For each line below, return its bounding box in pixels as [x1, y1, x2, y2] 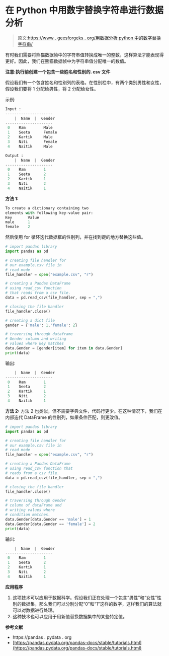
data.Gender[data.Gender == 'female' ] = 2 [5, 522, 96, 527]
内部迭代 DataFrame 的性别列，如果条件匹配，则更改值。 [5, 414, 123, 420]
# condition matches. [5, 512, 51, 518]
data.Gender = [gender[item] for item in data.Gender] [5, 346, 123, 351]
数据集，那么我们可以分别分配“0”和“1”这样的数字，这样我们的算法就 [21, 601, 162, 607]
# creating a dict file [5, 318, 55, 323]
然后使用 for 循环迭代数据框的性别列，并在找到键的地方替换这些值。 [5, 234, 146, 240]
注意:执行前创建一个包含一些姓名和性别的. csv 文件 [5, 68, 111, 75]
